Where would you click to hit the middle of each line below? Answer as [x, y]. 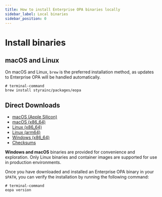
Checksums [24, 143]
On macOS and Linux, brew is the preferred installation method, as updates [80, 72]
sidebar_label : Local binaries [37, 14]
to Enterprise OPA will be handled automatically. [53, 77]
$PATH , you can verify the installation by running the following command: [77, 177]
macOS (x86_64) [29, 122]
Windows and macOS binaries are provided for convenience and [70, 152]
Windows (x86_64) [31, 138]
